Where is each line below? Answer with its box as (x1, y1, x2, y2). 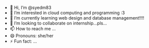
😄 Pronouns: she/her (9, 33, 53, 39)
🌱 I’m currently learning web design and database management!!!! (9, 15, 145, 21)
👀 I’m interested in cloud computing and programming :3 (9, 10, 125, 16)
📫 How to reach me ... (9, 26, 56, 31)
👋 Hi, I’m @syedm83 (9, 5, 51, 10)
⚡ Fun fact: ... (9, 38, 37, 44)
